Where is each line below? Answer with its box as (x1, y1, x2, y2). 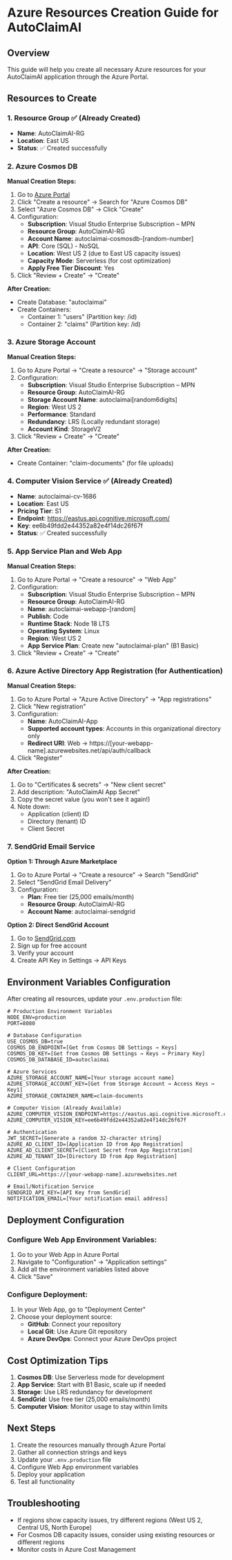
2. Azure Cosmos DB (7, 161, 78, 171)
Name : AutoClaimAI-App (27, 717, 98, 726)
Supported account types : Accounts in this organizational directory (27, 724, 221, 733)
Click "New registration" (17, 702, 86, 711)
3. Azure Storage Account (7, 337, 96, 347)
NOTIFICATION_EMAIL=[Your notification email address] (7, 1195, 168, 1202)
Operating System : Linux (27, 626, 100, 635)
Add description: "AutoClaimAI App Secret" (17, 788, 140, 796)
